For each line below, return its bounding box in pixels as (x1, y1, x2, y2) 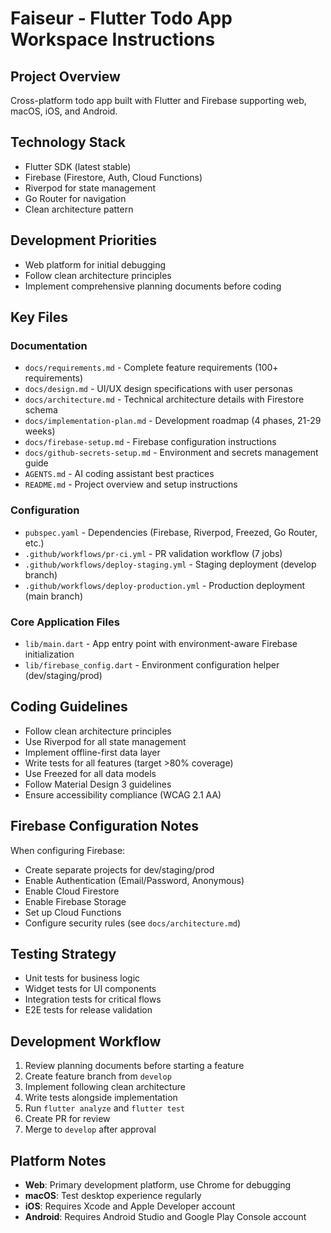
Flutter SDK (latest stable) (24, 160, 132, 172)
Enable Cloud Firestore (24, 885, 120, 897)
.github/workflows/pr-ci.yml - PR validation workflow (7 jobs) (24, 547, 283, 559)
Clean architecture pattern (24, 203, 134, 215)
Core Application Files (10, 615, 120, 629)
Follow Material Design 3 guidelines (24, 778, 172, 790)
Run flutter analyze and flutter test (24, 1102, 186, 1114)
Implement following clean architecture (24, 1081, 186, 1093)
